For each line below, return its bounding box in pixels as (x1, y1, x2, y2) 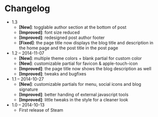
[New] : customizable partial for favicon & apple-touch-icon (19, 60, 138, 66)
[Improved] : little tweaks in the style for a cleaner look (19, 97, 128, 102)
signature (19, 86, 39, 92)
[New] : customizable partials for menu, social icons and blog (19, 81, 141, 87)
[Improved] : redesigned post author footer (19, 35, 105, 40)
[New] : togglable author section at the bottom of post (19, 24, 127, 30)
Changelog (4, 3, 50, 14)
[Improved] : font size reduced (19, 29, 80, 35)
